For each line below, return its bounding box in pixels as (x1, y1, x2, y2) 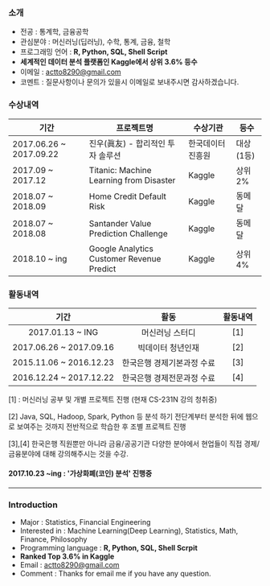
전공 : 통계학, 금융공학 (19, 27, 89, 37)
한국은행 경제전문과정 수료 (121, 372, 215, 383)
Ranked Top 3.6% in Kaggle (19, 551, 115, 561)
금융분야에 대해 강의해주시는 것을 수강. (8, 448, 129, 458)
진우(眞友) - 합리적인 (88, 138, 166, 149)
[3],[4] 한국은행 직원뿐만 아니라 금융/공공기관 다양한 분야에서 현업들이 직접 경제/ (8, 439, 260, 448)
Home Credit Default (88, 191, 167, 202)
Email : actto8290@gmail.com (19, 560, 120, 570)
